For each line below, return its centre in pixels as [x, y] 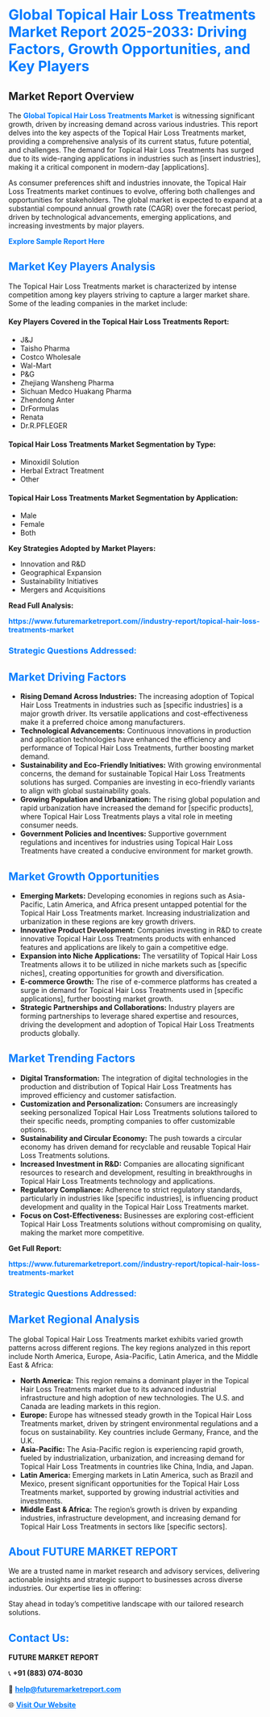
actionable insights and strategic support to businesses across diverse [126, 1580]
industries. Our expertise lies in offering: [75, 1589]
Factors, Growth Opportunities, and [130, 49]
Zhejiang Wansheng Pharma [67, 383]
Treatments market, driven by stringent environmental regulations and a [139, 1423]
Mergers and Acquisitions [63, 590]
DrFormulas [39, 409]
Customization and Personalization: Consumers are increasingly [129, 1104]
